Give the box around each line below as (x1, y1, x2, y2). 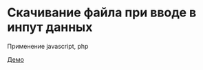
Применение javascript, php (7, 42, 89, 50)
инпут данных (7, 19, 93, 35)
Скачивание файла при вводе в (7, 5, 197, 21)
